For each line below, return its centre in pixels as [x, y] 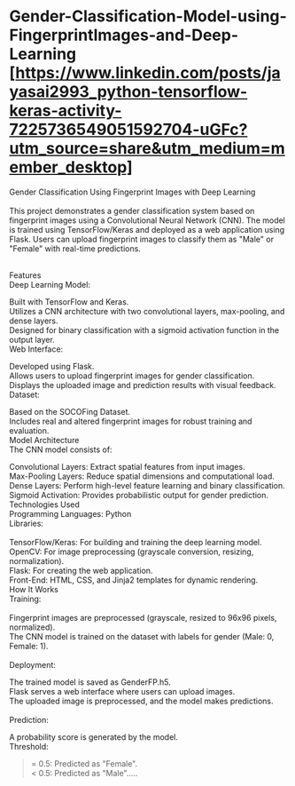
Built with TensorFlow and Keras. [69, 302]
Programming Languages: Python [70, 513]
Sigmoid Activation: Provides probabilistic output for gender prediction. [139, 495]
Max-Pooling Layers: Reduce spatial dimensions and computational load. [142, 476]
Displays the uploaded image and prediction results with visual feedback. [143, 385]
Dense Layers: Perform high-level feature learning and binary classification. [147, 485]
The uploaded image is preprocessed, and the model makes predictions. [141, 701]
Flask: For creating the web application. [81, 570]
